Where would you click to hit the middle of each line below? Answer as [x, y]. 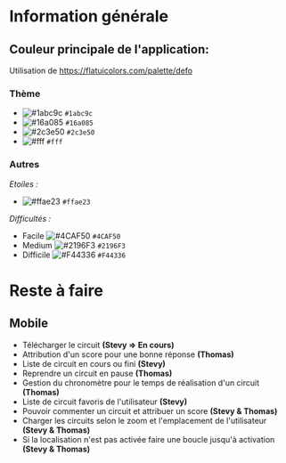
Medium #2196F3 [74, 245]
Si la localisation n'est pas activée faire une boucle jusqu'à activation [148, 439]
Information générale [89, 16]
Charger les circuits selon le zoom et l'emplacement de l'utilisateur [144, 420]
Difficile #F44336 [74, 255]
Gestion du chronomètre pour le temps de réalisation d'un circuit [141, 382]
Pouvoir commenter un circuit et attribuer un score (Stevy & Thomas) [150, 410]
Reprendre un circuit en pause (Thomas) [97, 373]
